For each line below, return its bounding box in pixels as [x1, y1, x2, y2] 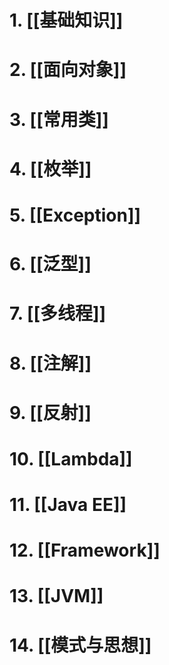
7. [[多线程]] [9, 302, 107, 325]
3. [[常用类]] [9, 108, 109, 131]
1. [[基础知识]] [9, 9, 124, 32]
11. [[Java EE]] [9, 494, 127, 516]
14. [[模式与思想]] [9, 634, 152, 656]
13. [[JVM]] [9, 585, 104, 608]
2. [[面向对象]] [9, 59, 127, 81]
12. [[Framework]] [9, 539, 161, 562]
